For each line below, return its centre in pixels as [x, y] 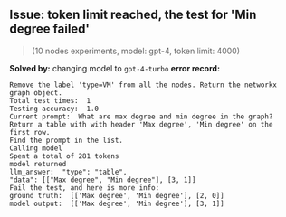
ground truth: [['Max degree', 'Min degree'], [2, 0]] [117, 195]
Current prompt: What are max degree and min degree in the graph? [141, 117]
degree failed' [50, 29]
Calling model [36, 148]
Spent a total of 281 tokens [64, 156]
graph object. [36, 93]
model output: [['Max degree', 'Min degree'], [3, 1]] [117, 203]
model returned [38, 164]
